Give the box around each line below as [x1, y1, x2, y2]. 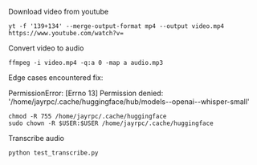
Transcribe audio [8, 134, 65, 143]
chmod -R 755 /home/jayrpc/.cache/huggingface [8, 112, 167, 120]
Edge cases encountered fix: [8, 73, 104, 82]
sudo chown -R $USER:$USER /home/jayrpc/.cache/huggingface [8, 119, 214, 127]
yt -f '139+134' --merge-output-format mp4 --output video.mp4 [8, 22, 225, 30]
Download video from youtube [8, 7, 109, 16]
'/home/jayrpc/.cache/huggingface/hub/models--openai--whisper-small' [8, 97, 251, 107]
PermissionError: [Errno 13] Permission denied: [8, 88, 164, 98]
